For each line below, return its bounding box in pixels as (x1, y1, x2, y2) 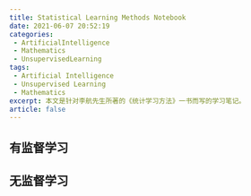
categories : (9, 30, 54, 38)
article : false (9, 105, 66, 114)
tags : (9, 64, 30, 72)
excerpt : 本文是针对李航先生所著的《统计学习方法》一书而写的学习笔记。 (9, 96, 247, 106)
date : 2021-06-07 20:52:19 (9, 21, 110, 30)
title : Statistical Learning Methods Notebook (9, 13, 186, 22)
